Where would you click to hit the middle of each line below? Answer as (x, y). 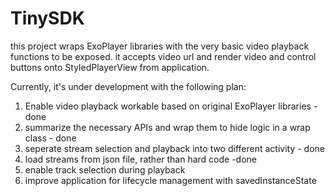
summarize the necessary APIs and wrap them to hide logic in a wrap (167, 127)
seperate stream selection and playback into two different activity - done (174, 148)
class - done (50, 138)
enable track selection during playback (105, 169)
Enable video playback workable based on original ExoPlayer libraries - (171, 106)
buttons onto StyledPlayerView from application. (110, 67)
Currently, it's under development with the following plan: (128, 86)
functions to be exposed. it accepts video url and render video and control (163, 56)
